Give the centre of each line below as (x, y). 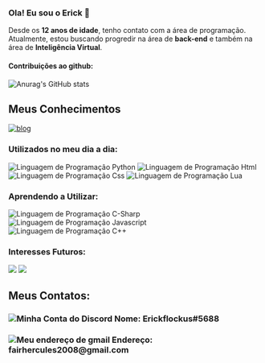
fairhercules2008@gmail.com (69, 350)
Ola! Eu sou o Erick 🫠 (49, 13)
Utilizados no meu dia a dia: (63, 150)
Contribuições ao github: (51, 66)
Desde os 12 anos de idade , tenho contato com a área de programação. (127, 31)
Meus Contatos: (49, 296)
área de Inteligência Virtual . (55, 47)
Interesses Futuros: (47, 251)
